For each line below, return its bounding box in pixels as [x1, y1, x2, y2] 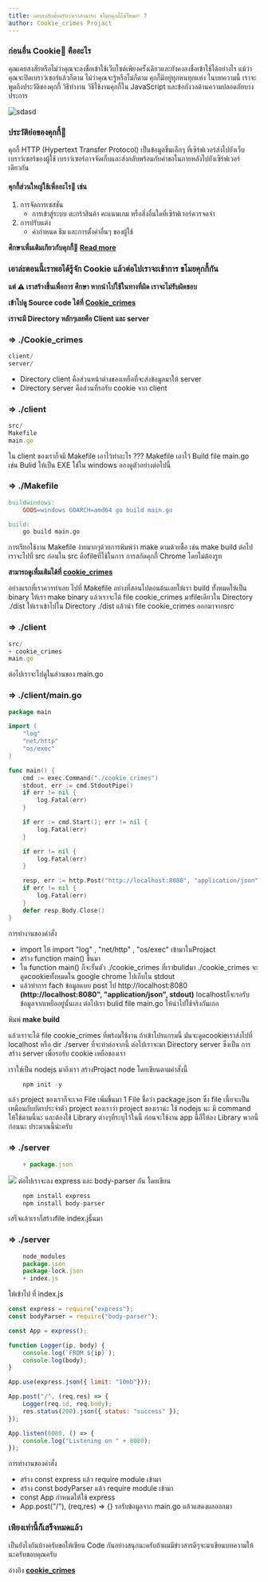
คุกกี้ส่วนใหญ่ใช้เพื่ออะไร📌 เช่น [8, 182, 88, 191]
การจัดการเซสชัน [19, 200, 64, 210]
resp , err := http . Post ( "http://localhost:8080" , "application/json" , [22, 877, 262, 885]
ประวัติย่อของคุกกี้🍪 [8, 126, 66, 138]
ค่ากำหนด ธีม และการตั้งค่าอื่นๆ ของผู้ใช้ [31, 227, 134, 237]
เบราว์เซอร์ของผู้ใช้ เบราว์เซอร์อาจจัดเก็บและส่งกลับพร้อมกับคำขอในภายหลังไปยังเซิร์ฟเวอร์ [8, 154, 241, 164]
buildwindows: [8, 498, 56, 506]
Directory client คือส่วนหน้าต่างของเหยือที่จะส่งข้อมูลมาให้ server [19, 374, 202, 384]
